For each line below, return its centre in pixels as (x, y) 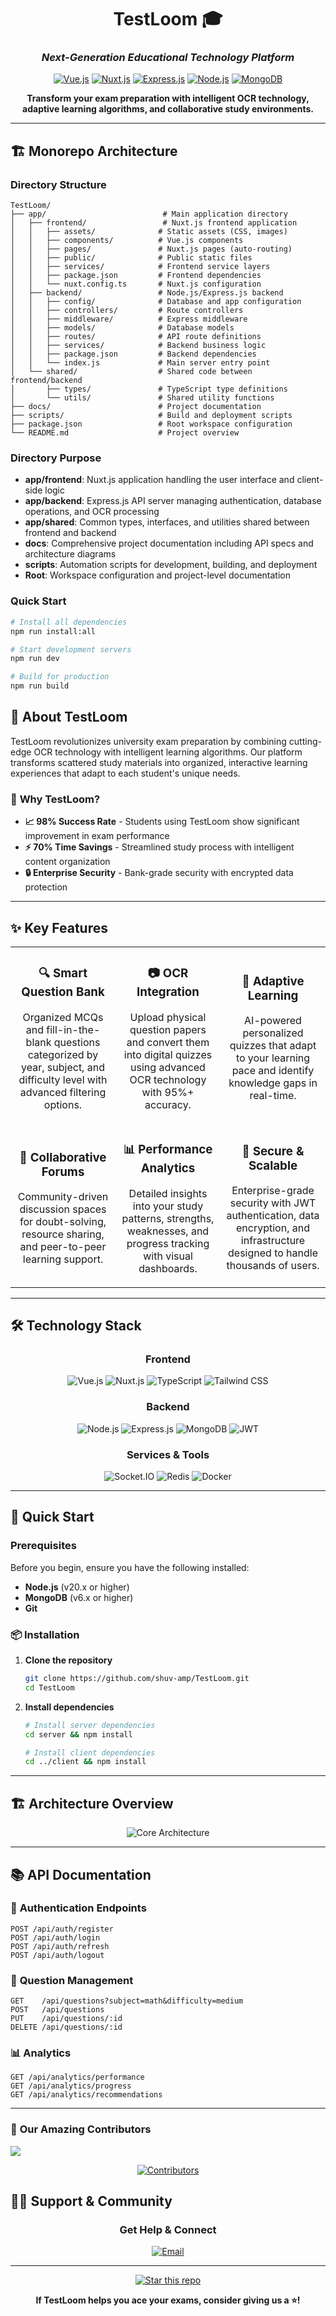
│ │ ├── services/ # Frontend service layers (140, 267)
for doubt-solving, (63, 1222)
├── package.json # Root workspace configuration (151, 424)
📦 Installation (45, 1634)
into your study (168, 1206)
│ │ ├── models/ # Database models (122, 328)
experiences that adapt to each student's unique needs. (125, 773)
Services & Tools (168, 1454)
